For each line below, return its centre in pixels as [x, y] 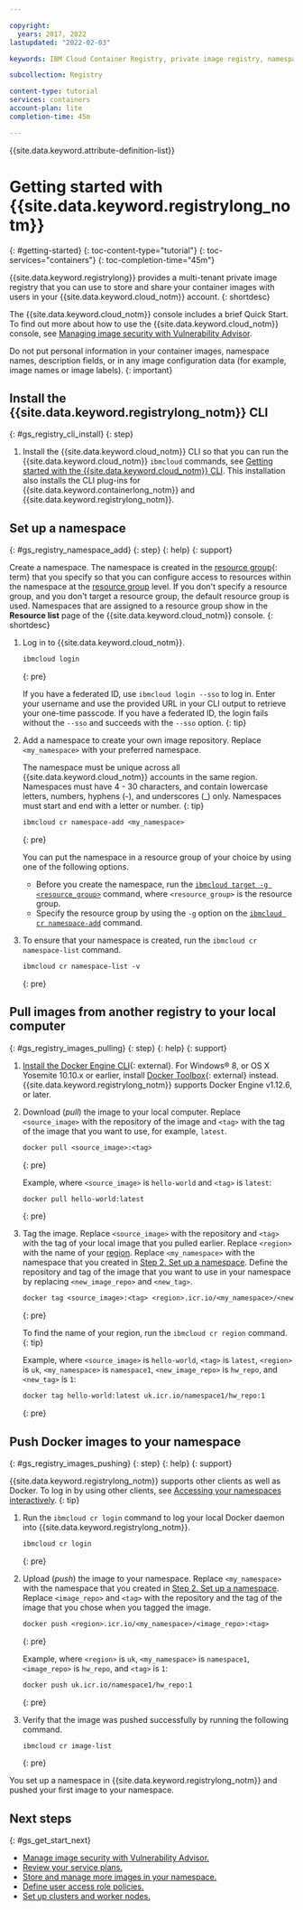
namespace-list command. [72, 949]
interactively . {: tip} [45, 1500]
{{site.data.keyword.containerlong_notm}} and [109, 490]
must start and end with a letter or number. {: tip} [113, 806]
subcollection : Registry [56, 75]
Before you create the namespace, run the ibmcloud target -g [152, 884]
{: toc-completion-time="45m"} [156, 259]
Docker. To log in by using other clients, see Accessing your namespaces [146, 1490]
